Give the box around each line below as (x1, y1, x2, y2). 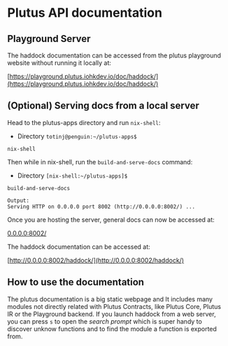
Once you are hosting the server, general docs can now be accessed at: (7, 215, 215, 224)
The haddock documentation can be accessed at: (7, 243, 150, 251)
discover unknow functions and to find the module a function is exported (7, 324, 217, 333)
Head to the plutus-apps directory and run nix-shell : (7, 118, 161, 127)
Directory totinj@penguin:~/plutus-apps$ (17, 131, 138, 140)
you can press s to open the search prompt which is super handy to (7, 317, 203, 326)
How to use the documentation (7, 276, 145, 288)
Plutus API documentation (7, 5, 163, 21)
